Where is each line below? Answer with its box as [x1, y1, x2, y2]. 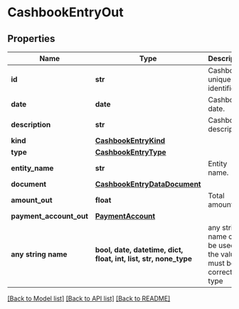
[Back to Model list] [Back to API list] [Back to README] [7, 294, 171, 303]
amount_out [11, 195, 53, 205]
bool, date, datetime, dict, [95, 245, 184, 254]
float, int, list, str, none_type [95, 254, 192, 264]
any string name [11, 249, 68, 259]
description [11, 120, 51, 129]
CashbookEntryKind [95, 136, 166, 146]
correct [208, 267, 233, 277]
